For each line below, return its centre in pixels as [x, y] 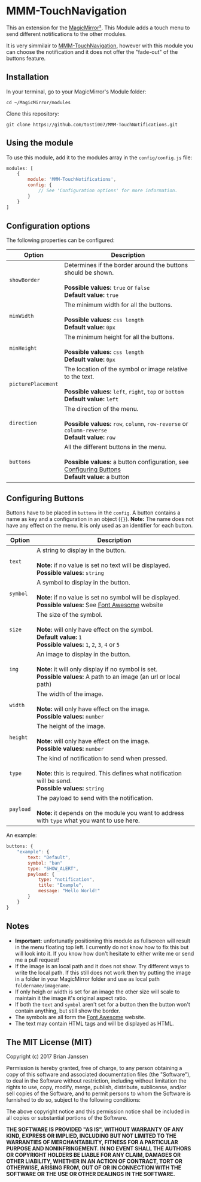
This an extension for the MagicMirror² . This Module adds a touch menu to [98, 28]
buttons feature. [26, 58]
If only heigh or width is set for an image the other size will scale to [97, 992]
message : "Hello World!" [69, 891]
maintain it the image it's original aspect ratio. [71, 998]
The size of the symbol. [70, 615]
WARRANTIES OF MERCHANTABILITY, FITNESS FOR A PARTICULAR [92, 1142]
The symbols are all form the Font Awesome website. [80, 1017]
